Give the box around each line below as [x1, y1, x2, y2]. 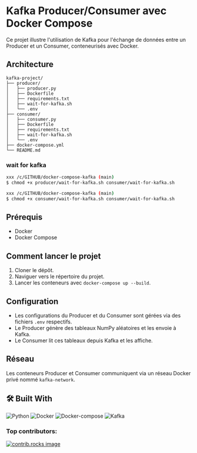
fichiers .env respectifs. [14, 318, 72, 325]
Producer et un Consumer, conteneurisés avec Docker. [6, 42, 139, 49]
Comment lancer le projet [6, 251, 101, 261]
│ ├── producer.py [6, 85, 57, 91]
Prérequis [6, 212, 43, 222]
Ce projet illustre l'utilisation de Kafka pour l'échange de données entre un [6, 36, 186, 43]
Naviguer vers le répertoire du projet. [14, 273, 105, 280]
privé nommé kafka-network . [6, 376, 75, 383]
